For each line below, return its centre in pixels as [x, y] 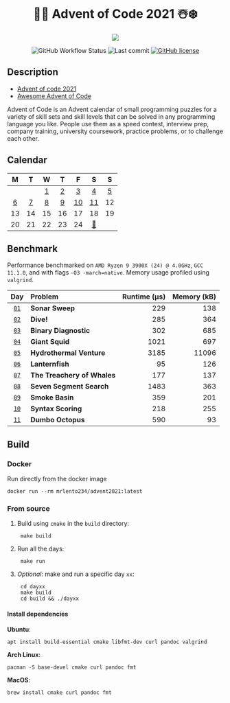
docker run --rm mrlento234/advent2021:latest [75, 492]
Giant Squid [50, 342]
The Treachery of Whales [73, 376]
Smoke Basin [52, 397]
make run [33, 562]
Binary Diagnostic [60, 331]
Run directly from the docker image [57, 479]
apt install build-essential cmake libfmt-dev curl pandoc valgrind [107, 642]
